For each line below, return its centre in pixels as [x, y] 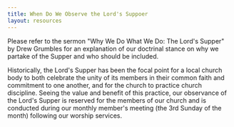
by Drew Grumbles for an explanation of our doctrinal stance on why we [113, 49]
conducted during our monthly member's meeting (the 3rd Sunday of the [115, 108]
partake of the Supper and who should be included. [83, 56]
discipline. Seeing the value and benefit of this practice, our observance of [117, 93]
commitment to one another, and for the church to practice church [105, 85]
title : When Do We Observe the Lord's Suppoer [78, 14]
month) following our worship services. [65, 116]
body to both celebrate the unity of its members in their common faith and [116, 77]
